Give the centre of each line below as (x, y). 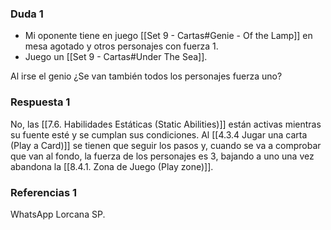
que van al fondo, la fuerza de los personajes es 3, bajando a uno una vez (162, 156)
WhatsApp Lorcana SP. (58, 214)
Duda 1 (27, 14)
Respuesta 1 (40, 102)
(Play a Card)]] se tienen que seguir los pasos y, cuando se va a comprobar (166, 145)
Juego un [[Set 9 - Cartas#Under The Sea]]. (116, 57)
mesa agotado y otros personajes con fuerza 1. (121, 46)
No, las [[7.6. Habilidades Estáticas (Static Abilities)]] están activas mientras (166, 124)
